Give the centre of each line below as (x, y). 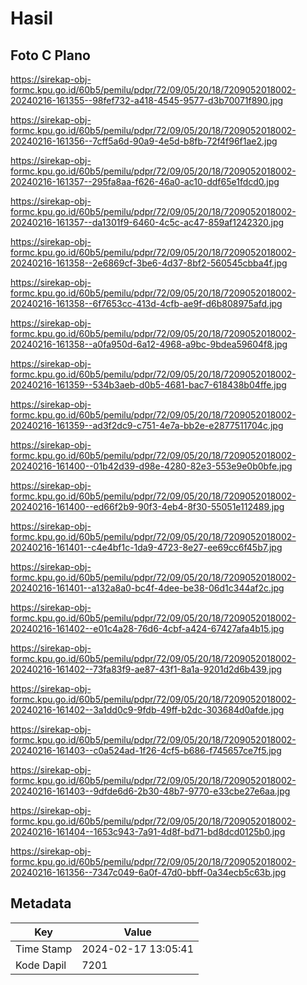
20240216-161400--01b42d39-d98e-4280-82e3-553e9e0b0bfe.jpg (151, 466)
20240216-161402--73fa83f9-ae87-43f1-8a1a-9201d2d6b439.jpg (146, 669)
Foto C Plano (50, 55)
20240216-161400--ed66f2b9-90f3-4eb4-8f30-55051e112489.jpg (147, 506)
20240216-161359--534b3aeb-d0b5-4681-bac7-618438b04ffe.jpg (148, 385)
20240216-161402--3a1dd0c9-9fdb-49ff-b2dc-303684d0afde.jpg (147, 710)
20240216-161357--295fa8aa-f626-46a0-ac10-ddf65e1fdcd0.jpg (145, 181)
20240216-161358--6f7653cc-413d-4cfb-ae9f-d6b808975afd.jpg (146, 303)
